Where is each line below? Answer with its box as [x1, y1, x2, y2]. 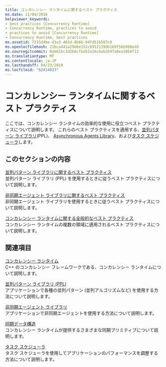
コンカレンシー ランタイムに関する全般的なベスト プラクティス [5, 215, 134, 221]
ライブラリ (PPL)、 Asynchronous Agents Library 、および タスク [14, 132, 145, 138]
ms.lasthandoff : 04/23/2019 [5, 63, 64, 68]
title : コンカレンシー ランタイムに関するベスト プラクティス [5, 7, 118, 12]
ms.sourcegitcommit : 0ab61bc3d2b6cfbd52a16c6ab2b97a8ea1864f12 [5, 49, 139, 54]
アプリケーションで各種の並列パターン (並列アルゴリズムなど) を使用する [5, 287, 154, 293]
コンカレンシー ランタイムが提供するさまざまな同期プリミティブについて [5, 327, 154, 333]
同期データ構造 [5, 321, 36, 327]
